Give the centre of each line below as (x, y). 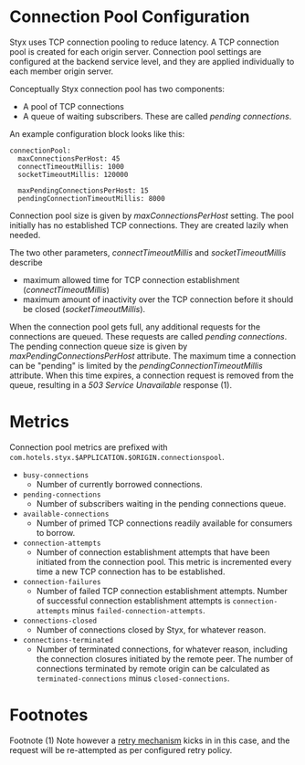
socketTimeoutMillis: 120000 (73, 174)
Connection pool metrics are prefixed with (89, 447)
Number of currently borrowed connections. (119, 484)
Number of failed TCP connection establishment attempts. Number (162, 591)
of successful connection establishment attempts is (133, 601)
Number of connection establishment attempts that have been (153, 552)
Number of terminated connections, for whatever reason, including (162, 649)
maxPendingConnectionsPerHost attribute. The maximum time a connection (153, 356)
